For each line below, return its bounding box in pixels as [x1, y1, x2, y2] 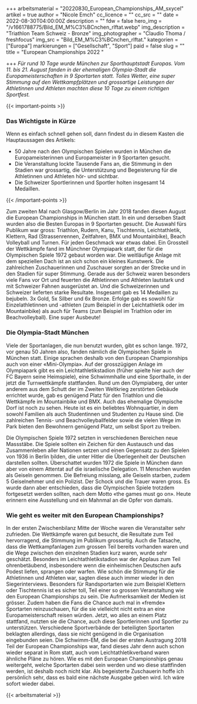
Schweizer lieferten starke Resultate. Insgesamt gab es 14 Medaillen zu [6, 289, 178, 296]
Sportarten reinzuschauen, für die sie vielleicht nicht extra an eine [6, 605, 165, 612]
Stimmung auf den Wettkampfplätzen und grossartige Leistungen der [6, 79, 175, 86]
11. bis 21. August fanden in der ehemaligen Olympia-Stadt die [6, 66, 157, 73]
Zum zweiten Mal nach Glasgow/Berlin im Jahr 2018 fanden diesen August [6, 208, 186, 215]
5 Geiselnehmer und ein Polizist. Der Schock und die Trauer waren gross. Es [6, 478, 191, 485]
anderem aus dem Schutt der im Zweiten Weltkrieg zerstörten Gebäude [6, 385, 179, 392]
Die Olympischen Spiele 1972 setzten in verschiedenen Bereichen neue [6, 434, 178, 441]
